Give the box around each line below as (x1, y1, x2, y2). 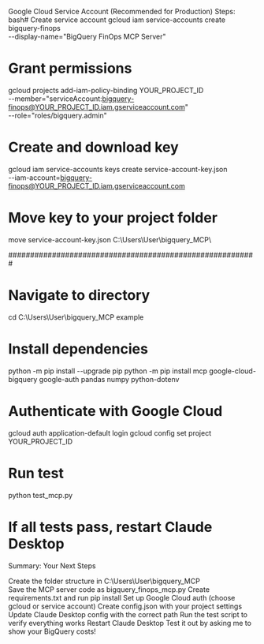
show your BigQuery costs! (8, 627, 96, 636)
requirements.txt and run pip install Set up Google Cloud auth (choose (8, 593, 236, 602)
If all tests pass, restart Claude (8, 518, 213, 536)
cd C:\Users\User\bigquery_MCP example (8, 312, 144, 322)
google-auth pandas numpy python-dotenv (39, 374, 180, 384)
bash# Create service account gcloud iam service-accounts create (8, 15, 226, 24)
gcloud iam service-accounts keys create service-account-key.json (8, 164, 228, 174)
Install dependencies (8, 339, 148, 358)
